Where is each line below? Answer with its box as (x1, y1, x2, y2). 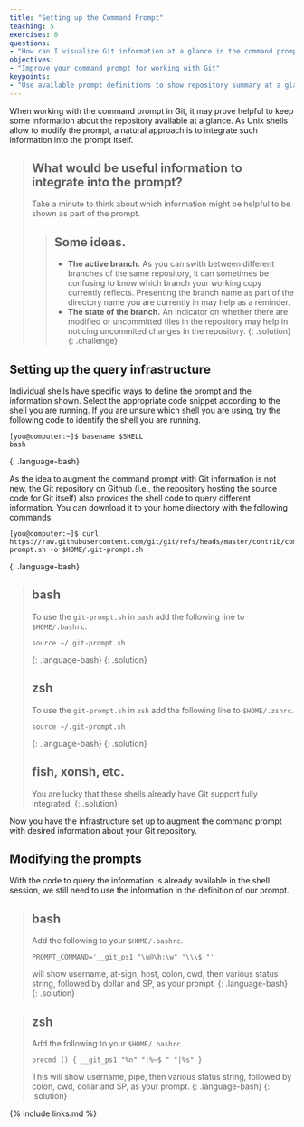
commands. (9, 512, 54, 523)
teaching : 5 (9, 22, 54, 31)
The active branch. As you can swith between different (67, 259, 275, 270)
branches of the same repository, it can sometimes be (67, 268, 270, 279)
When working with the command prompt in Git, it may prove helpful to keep (9, 105, 294, 116)
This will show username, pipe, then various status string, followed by (31, 1071, 292, 1082)
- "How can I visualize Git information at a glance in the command (9, 47, 273, 56)
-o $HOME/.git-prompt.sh (49, 545, 144, 555)
